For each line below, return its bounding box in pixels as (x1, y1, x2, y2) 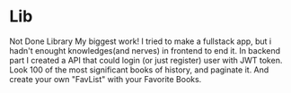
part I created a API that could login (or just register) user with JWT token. (9, 55, 283, 65)
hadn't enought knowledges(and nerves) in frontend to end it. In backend (9, 45, 281, 55)
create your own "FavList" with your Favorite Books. (9, 73, 202, 84)
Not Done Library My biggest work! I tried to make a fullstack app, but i (9, 36, 272, 46)
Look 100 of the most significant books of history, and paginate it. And (9, 64, 269, 75)
